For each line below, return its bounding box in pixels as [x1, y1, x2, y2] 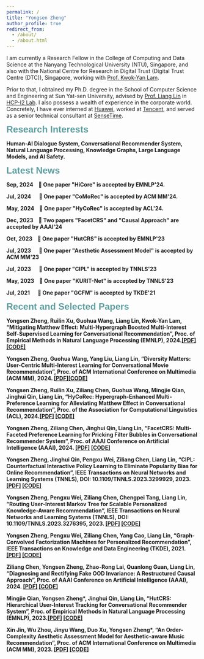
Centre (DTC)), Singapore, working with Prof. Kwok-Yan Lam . [6, 74, 159, 81]
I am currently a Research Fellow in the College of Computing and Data [6, 55, 185, 61]
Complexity [6, 633, 37, 640]
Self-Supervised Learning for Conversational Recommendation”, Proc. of [6, 330, 195, 337]
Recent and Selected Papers [6, 301, 129, 312]
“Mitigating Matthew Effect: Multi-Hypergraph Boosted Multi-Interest [6, 323, 187, 331]
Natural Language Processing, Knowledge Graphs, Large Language [6, 147, 181, 153]
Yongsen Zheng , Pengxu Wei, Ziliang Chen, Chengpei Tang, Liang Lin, [6, 494, 188, 501]
